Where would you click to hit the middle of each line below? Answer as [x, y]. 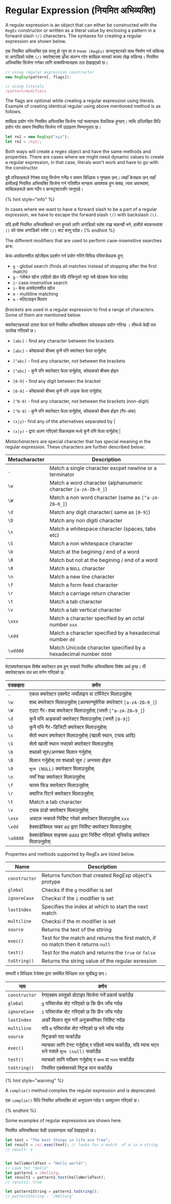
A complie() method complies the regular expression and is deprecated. [81, 1091]
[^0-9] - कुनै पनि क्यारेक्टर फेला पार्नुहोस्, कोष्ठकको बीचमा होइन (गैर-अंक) [74, 411]
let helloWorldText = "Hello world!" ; [46, 1163]
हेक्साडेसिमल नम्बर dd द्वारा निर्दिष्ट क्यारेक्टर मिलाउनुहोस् [80, 827]
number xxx [64, 624]
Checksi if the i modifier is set [78, 898]
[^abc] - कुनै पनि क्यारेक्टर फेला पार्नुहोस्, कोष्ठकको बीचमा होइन [65, 371]
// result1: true [24, 1183]
